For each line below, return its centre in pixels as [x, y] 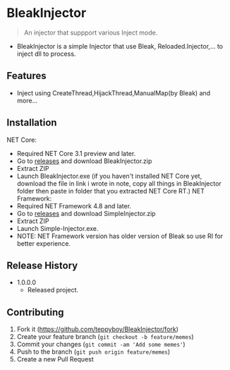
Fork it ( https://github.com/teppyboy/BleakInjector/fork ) [98, 329]
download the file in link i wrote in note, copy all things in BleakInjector [119, 183]
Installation [32, 123]
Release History [42, 265]
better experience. [44, 243]
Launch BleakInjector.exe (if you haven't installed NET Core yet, [109, 176]
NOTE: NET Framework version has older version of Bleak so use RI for [120, 236]
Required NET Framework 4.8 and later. [74, 205]
